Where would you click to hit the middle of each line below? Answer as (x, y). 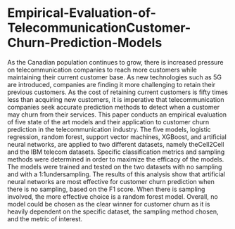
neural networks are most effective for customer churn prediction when (111, 181)
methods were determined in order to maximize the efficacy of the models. (116, 159)
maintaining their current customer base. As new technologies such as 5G (114, 77)
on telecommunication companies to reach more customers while (102, 70)
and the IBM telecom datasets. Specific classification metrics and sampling (116, 152)
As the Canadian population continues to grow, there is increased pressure (115, 62)
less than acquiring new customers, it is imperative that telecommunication (116, 99)
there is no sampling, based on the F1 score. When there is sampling (106, 189)
